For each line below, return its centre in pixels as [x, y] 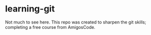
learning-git [30, 9]
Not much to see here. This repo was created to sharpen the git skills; [76, 22]
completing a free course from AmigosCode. [50, 27]
